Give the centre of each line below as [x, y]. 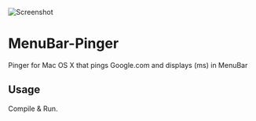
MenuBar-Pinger [64, 44]
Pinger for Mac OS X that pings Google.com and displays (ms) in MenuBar [128, 65]
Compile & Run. [33, 109]
